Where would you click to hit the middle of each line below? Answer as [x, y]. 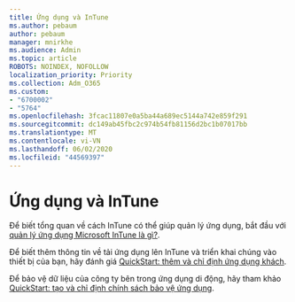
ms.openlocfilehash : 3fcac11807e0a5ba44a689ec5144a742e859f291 [128, 116]
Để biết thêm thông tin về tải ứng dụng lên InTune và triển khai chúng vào [143, 252]
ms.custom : [29, 91]
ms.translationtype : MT [53, 133]
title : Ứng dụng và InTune [59, 17]
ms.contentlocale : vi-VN [55, 141]
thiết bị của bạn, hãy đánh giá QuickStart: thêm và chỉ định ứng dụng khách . [148, 261]
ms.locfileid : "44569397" [57, 157]
